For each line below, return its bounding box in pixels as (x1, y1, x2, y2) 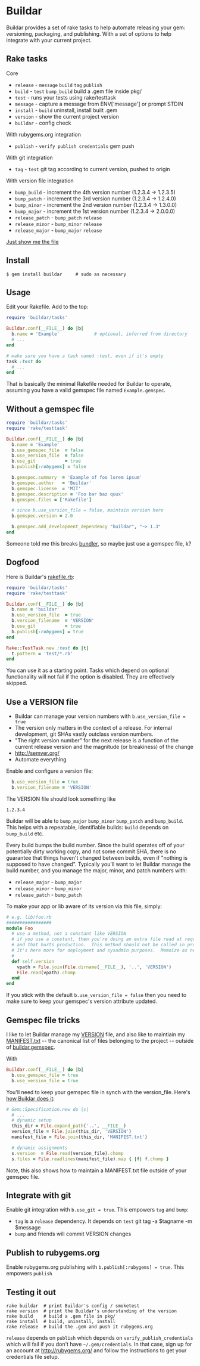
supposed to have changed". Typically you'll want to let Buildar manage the (6, 860, 191, 868)
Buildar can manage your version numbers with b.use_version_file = (14, 713, 186, 720)
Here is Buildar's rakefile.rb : (6, 573, 74, 580)
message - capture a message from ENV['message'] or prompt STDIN (14, 100, 183, 107)
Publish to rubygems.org (6, 1247, 100, 1257)
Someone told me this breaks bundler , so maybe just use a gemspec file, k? (6, 540, 192, 547)
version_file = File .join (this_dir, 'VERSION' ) (11, 1129, 132, 1135)
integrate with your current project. (6, 36, 92, 44)
